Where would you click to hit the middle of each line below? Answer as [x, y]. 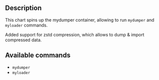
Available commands [38, 55]
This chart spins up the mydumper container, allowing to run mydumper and [80, 20]
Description [23, 8]
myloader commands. [26, 25]
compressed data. [23, 40]
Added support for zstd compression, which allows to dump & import [75, 34]
